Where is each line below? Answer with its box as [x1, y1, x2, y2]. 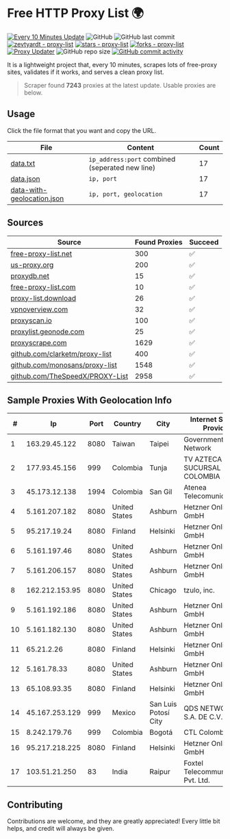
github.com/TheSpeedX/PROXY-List [10, 371, 129, 381]
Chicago [149, 586, 177, 595]
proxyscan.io [10, 316, 53, 325]
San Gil [149, 487, 172, 497]
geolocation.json [10, 193, 64, 203]
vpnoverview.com [10, 304, 68, 314]
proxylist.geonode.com [10, 327, 85, 336]
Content [127, 142, 155, 152]
